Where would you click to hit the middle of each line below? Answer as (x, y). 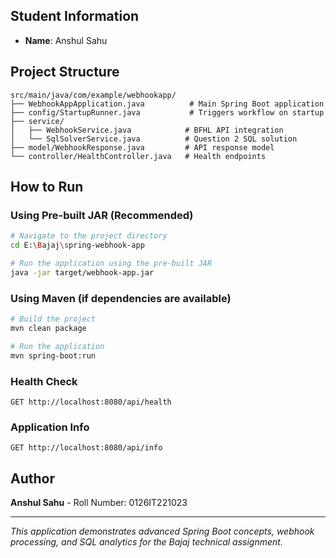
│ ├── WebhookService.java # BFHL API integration (147, 130)
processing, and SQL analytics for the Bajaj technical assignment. (146, 542)
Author (32, 478)
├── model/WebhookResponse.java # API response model (142, 147)
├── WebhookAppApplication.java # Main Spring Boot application (167, 104)
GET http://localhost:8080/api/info (86, 448)
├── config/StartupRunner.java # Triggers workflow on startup (167, 112)
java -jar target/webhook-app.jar (82, 272)
